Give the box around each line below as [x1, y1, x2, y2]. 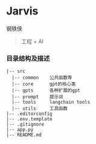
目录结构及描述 [6, 54, 50, 63]
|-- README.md [6, 132, 42, 138]
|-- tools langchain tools [11, 99, 91, 105]
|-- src [6, 68, 26, 75]
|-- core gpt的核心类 [11, 81, 76, 87]
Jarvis [6, 4, 39, 18]
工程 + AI [21, 37, 44, 45]
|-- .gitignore [6, 122, 45, 128]
